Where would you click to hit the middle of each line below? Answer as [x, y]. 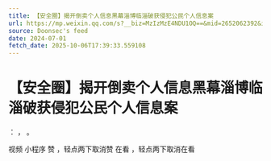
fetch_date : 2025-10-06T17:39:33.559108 [77, 46]
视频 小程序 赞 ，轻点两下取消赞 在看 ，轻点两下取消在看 [102, 149]
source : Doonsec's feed [48, 31]
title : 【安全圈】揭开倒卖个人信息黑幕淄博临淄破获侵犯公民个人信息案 [111, 16]
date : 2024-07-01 [38, 38]
